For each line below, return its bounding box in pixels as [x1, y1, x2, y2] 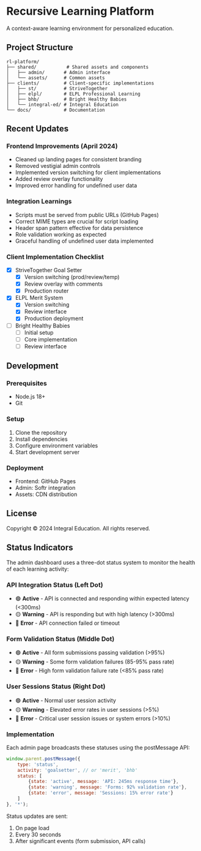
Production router [24, 287, 69, 295]
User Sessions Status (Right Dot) [6, 682, 106, 691]
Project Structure [6, 42, 73, 53]
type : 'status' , [17, 761, 59, 768]
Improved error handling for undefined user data [15, 182, 137, 189]
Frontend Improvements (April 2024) [6, 142, 118, 151]
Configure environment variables [15, 441, 98, 449]
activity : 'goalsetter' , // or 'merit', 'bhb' [17, 767, 138, 773]
